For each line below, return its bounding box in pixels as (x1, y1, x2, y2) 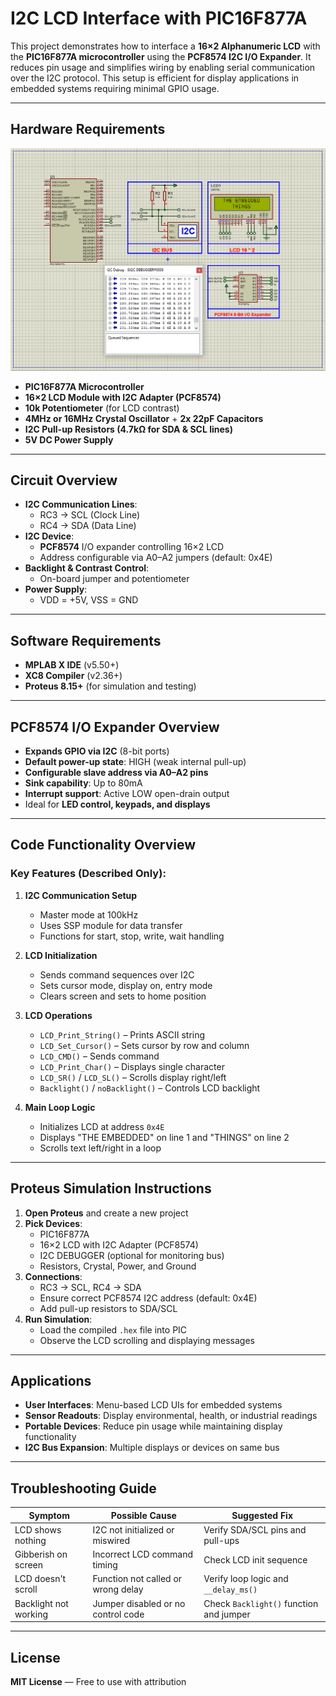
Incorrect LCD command (92, 1548, 194, 1561)
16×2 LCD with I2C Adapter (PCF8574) (39, 1238, 199, 1251)
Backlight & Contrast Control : (24, 562, 150, 574)
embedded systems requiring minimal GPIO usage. (10, 82, 220, 94)
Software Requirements (10, 632, 162, 649)
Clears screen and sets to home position (39, 990, 207, 1002)
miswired (92, 1534, 131, 1546)
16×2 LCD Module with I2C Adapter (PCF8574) (24, 391, 222, 403)
